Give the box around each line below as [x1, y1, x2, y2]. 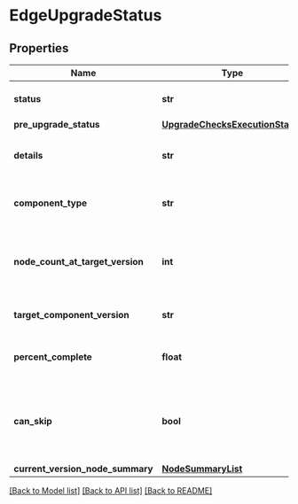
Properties [9, 41, 69, 56]
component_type [13, 197, 88, 209]
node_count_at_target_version [13, 256, 145, 268]
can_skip [13, 415, 53, 427]
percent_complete [13, 351, 93, 363]
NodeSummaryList [161, 462, 243, 475]
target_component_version [13, 309, 130, 321]
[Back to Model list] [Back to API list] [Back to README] [9, 485, 213, 496]
